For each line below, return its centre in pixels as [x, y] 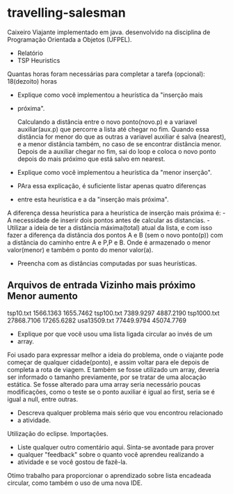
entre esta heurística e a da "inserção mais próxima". [93, 199]
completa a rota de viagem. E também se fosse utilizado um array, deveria [113, 369]
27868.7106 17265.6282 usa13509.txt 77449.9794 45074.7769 [97, 320]
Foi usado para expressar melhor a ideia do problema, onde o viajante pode [115, 355]
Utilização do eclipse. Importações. [58, 433]
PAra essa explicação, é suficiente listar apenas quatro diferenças [112, 185]
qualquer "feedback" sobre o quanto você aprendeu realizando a [111, 454]
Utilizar [17, 227]
